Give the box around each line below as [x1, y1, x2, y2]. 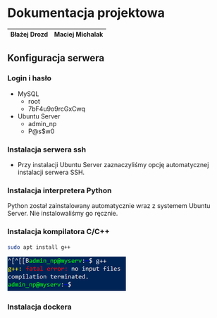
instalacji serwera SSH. [17, 168, 85, 176]
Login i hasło [7, 73, 51, 83]
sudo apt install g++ [7, 243, 71, 251]
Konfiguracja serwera [7, 52, 104, 64]
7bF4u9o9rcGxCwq [27, 104, 86, 113]
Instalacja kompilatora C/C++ [7, 227, 111, 237]
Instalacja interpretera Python [7, 185, 112, 195]
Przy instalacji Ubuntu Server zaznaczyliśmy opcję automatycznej [17, 160, 209, 169]
